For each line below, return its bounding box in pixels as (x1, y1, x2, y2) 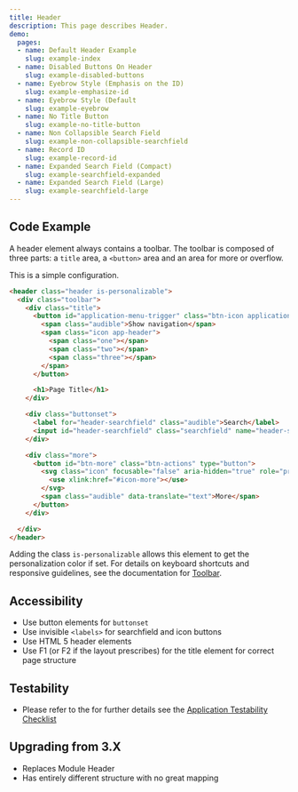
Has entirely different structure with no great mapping (21, 772, 219, 783)
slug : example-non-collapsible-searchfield (25, 137, 189, 146)
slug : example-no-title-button (25, 121, 141, 130)
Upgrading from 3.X (9, 740, 122, 755)
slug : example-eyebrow (25, 104, 109, 113)
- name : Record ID (17, 145, 86, 154)
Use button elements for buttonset (21, 617, 149, 628)
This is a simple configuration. (9, 269, 120, 280)
